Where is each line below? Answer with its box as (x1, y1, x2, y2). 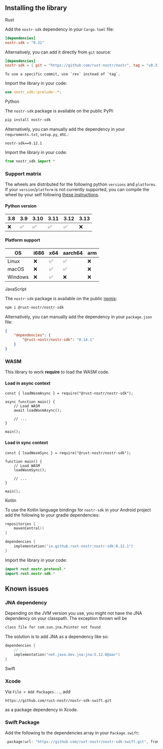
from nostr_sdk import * (5, 159, 55, 164)
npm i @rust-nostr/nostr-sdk (5, 305, 64, 310)
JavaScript (5, 286, 27, 292)
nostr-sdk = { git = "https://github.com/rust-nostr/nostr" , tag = (5, 63, 145, 68)
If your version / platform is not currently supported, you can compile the (5, 187, 149, 192)
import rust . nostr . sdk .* (5, 571, 55, 576)
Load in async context (5, 380, 51, 386)
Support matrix (5, 170, 42, 177)
